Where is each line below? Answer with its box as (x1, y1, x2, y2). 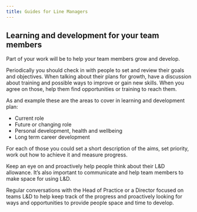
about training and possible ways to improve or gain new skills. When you (6, 79, 184, 86)
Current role (14, 115, 44, 122)
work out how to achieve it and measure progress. (6, 151, 128, 158)
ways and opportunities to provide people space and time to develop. (6, 199, 175, 207)
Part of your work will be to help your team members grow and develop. (6, 56, 181, 63)
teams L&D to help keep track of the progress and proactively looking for (6, 193, 182, 200)
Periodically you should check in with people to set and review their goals (6, 67, 185, 74)
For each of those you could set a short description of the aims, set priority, (6, 145, 189, 152)
